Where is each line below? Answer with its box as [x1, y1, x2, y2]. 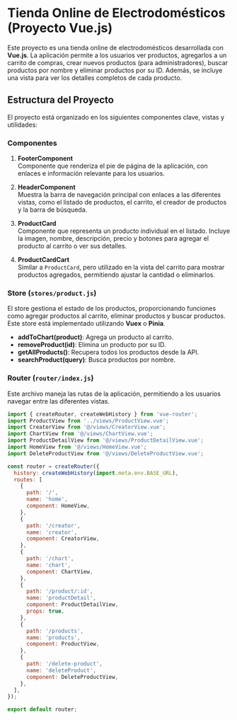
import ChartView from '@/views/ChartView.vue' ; [7, 430, 154, 438]
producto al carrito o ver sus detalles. [17, 242, 127, 251]
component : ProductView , [25, 641, 100, 648]
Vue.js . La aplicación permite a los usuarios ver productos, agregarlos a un [7, 51, 227, 59]
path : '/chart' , [25, 555, 74, 562]
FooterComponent [17, 154, 73, 163]
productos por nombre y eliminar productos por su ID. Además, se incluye [7, 66, 223, 74]
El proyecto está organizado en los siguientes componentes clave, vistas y [7, 113, 225, 121]
